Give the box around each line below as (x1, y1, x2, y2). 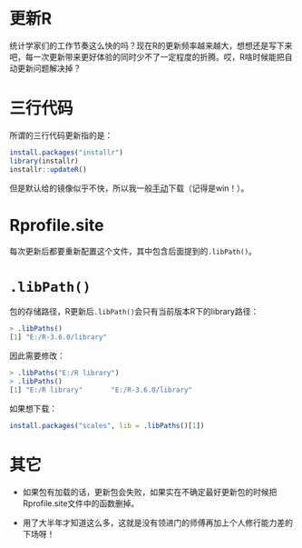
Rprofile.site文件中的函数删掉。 (22, 497, 140, 509)
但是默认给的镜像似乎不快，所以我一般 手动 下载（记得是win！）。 (9, 183, 249, 194)
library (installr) (9, 156, 79, 165)
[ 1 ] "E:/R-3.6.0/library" (9, 333, 107, 342)
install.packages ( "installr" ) (9, 147, 124, 157)
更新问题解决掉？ (16, 63, 82, 74)
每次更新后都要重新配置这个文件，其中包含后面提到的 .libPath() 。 (9, 246, 257, 257)
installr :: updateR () (9, 164, 88, 174)
